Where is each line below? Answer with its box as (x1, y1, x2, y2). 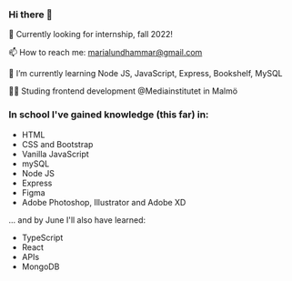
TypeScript (21, 232, 64, 243)
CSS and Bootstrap (21, 138, 94, 149)
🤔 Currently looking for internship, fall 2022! (8, 29, 174, 40)
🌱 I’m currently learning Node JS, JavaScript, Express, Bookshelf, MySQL (8, 68, 283, 79)
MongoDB (21, 261, 60, 272)
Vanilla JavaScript (21, 148, 90, 159)
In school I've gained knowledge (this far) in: (8, 108, 209, 121)
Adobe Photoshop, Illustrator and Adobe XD (21, 196, 186, 207)
